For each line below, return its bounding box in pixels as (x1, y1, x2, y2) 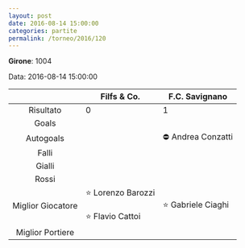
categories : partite (8, 27, 78, 35)
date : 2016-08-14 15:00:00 (8, 19, 99, 27)
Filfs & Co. (100, 91, 141, 102)
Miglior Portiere (15, 227, 75, 238)
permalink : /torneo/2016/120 (8, 34, 106, 43)
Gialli (35, 160, 55, 172)
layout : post (8, 11, 52, 20)
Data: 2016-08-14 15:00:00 (8, 72, 98, 81)
